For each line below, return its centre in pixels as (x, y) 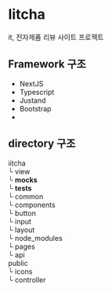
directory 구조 (42, 144)
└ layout (22, 230)
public (18, 263)
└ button (22, 213)
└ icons (20, 271)
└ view (19, 171)
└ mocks (23, 180)
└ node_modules (35, 238)
